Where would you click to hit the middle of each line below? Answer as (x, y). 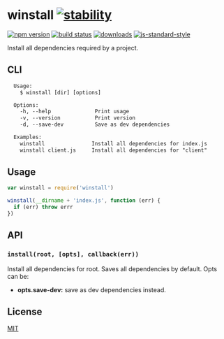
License (25, 312)
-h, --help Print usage (75, 112)
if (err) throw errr (43, 207)
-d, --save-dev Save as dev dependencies (95, 125)
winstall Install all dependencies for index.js (114, 143)
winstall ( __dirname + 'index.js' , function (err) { (84, 201)
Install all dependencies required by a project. (73, 48)
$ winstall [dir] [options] (60, 92)
